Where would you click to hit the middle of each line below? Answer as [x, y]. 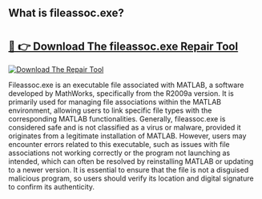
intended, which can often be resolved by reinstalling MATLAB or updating [131, 161]
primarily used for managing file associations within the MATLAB [115, 102]
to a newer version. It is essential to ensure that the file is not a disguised [129, 170]
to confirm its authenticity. [51, 187]
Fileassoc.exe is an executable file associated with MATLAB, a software [126, 85]
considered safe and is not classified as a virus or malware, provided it [125, 127]
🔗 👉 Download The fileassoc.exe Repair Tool [123, 46]
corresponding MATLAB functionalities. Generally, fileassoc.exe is [117, 119]
